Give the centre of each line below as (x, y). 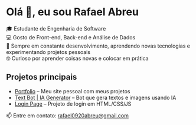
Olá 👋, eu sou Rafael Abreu (72, 12)
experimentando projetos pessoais (48, 52)
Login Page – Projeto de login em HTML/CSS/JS (73, 104)
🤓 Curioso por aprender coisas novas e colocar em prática (77, 58)
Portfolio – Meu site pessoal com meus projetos (73, 91)
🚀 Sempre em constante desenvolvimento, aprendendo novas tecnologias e (98, 46)
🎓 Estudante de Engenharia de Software (56, 28)
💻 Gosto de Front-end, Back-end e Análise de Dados (71, 37)
